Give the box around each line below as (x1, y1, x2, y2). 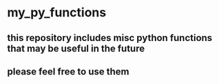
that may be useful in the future (7, 42, 145, 54)
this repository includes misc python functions (7, 32, 213, 44)
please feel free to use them (7, 66, 129, 77)
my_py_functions (7, 5, 107, 20)
